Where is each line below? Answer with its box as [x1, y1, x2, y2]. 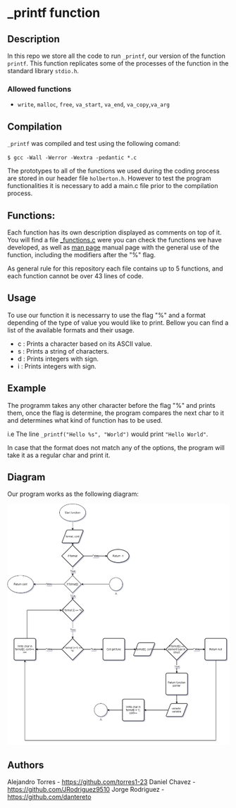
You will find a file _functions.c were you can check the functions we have [7, 235, 222, 244]
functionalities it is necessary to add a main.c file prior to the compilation [7, 182, 218, 190]
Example [7, 383, 46, 394]
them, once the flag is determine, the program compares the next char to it [7, 409, 224, 417]
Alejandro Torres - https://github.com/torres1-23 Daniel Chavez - [7, 778, 196, 786]
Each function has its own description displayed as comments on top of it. [7, 228, 222, 237]
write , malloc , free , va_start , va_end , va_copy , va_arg [17, 100, 170, 108]
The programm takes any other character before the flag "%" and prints [7, 401, 216, 409]
